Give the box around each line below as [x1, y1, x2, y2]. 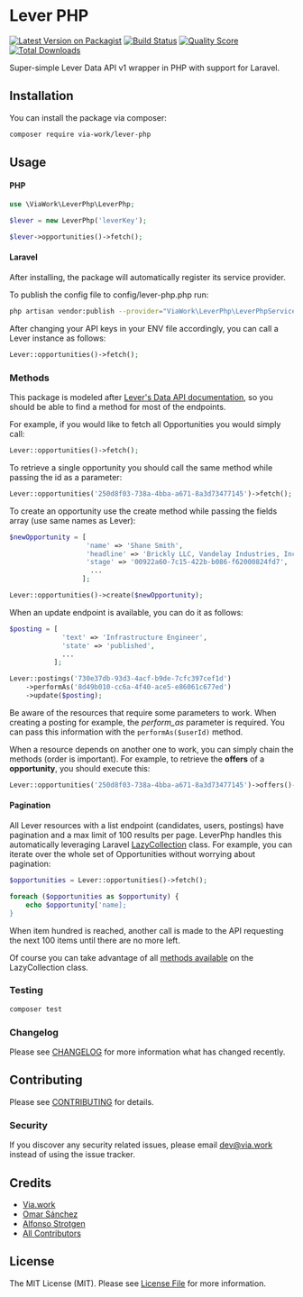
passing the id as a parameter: [9, 471, 123, 482]
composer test [9, 1004, 63, 1014]
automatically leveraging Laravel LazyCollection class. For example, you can [9, 839, 293, 850]
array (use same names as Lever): [9, 515, 136, 525]
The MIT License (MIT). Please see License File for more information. [9, 1277, 266, 1289]
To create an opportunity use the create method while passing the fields [9, 506, 278, 516]
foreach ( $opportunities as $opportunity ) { [9, 891, 179, 901]
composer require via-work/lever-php [9, 130, 151, 139]
